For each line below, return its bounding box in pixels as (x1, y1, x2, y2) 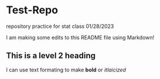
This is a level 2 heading (6, 51, 96, 61)
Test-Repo (6, 3, 59, 17)
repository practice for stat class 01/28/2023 (6, 23, 114, 30)
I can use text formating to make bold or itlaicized (6, 66, 126, 73)
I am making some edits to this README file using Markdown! (6, 34, 155, 41)
